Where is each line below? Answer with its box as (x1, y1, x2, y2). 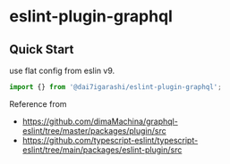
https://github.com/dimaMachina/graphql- (21, 116, 179, 127)
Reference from (9, 98, 67, 109)
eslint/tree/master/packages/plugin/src (21, 125, 167, 135)
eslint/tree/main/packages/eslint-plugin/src (21, 144, 183, 155)
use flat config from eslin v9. (9, 65, 115, 76)
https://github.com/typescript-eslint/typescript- (21, 135, 199, 145)
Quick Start (9, 42, 74, 57)
